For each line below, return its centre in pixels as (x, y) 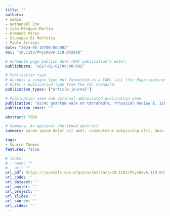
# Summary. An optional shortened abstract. (53, 126)
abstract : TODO (21, 117)
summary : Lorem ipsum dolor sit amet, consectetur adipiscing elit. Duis (85, 131)
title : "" (16, 10)
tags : (11, 140)
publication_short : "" (29, 108)
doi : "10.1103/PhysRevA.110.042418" (44, 52)
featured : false (22, 149)
